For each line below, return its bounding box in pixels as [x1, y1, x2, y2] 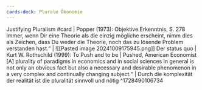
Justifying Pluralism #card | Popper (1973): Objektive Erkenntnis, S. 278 [6, 25, 186, 33]
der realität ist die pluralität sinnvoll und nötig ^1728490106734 [6, 77, 164, 84]
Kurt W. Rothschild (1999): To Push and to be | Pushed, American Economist [6, 51, 197, 58]
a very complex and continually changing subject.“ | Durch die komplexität [6, 70, 193, 77]
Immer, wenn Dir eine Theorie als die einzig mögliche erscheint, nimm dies [6, 31, 193, 39]
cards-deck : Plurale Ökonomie [6, 8, 83, 15]
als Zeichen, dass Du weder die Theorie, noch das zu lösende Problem [6, 38, 184, 45]
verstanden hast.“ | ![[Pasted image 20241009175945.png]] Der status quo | [6, 45, 197, 52]
